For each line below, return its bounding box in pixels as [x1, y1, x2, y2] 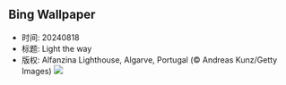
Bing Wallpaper [8, 7, 96, 22]
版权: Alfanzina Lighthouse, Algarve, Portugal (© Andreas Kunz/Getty [21, 54, 278, 65]
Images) [21, 65, 52, 76]
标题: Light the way [21, 43, 92, 54]
